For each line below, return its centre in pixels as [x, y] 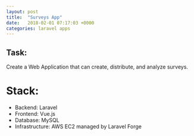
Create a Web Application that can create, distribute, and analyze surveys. [97, 67]
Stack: [23, 91]
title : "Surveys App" [34, 17]
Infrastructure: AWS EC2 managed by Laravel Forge [78, 126]
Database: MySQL [37, 120]
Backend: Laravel [36, 107]
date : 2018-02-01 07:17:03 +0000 [50, 23]
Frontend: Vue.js [35, 114]
